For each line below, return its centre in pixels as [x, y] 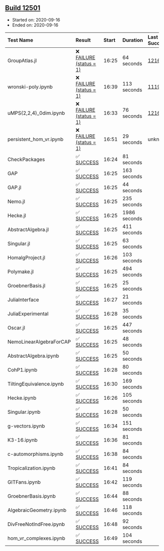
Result [83, 40]
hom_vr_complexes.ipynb [36, 538]
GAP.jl [14, 187]
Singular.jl [19, 244]
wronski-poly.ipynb [30, 86]
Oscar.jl [16, 327]
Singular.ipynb [24, 412]
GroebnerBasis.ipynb [32, 496]
